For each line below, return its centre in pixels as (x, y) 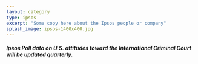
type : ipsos (21, 18)
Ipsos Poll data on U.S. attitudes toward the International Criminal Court (99, 48)
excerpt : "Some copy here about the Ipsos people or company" (86, 23)
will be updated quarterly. (40, 54)
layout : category (28, 12)
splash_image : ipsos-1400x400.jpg (50, 29)
